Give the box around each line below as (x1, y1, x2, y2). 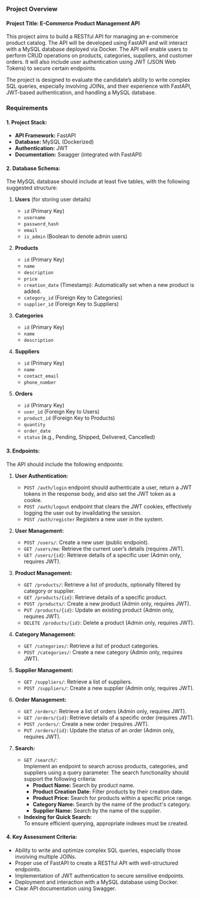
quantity (23, 422, 46, 428)
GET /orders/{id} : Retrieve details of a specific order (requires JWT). (23, 714, 195, 721)
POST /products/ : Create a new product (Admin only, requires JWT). (23, 600, 191, 607)
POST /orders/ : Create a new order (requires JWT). (23, 720, 149, 728)
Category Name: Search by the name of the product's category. (32, 801, 191, 808)
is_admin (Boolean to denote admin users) (23, 233, 128, 240)
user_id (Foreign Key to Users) (23, 408, 100, 416)
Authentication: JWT (14, 145, 68, 152)
